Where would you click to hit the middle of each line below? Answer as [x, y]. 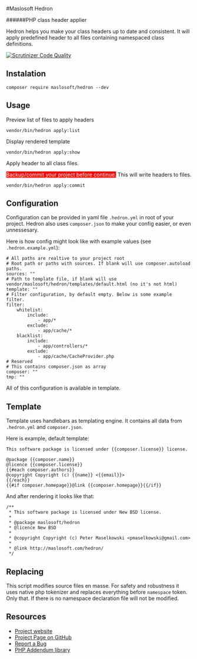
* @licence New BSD [33, 528]
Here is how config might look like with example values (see [79, 242]
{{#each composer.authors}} [41, 470]
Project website [34, 631]
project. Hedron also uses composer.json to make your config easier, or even [98, 224]
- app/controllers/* [63, 346]
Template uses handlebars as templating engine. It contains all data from [94, 421]
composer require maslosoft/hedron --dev [58, 87]
